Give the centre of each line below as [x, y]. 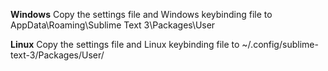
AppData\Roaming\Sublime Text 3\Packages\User [113, 25]
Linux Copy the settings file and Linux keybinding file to [125, 44]
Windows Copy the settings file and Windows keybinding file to [141, 14]
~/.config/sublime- [280, 44]
